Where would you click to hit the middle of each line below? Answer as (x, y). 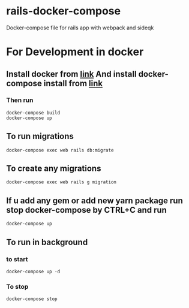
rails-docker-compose (64, 11)
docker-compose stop (32, 299)
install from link (73, 83)
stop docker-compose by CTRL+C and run (86, 210)
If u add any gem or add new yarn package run (94, 200)
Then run (20, 100)
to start (17, 259)
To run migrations (40, 136)
